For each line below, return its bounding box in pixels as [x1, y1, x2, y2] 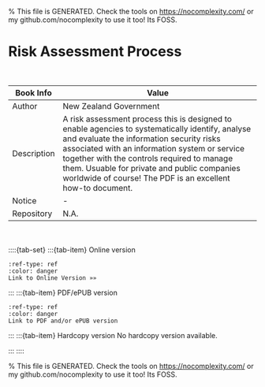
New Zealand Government [62, 100, 160, 111]
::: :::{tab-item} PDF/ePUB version [8, 288, 118, 297]
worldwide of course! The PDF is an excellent [62, 173, 230, 184]
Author [12, 100, 38, 111]
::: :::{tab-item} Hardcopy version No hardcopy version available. [8, 330, 218, 340]
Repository [12, 208, 53, 219]
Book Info [15, 87, 53, 98]
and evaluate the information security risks [62, 133, 221, 144]
